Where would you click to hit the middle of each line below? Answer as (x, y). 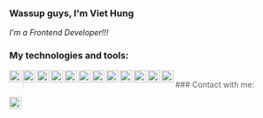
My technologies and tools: (69, 56)
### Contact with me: (215, 84)
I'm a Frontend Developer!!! (59, 33)
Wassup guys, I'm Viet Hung (72, 13)
